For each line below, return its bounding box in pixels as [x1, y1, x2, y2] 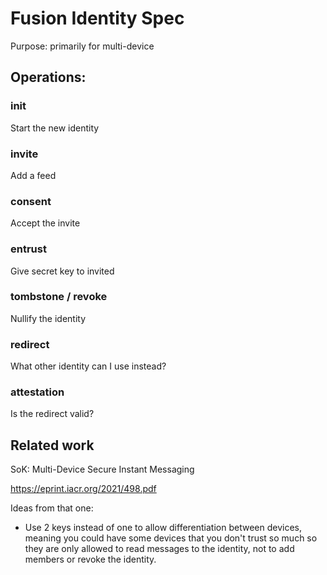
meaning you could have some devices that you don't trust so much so [24, 532, 318, 544]
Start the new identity [10, 122, 100, 134]
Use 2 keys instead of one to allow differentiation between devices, [24, 522, 302, 534]
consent [10, 194, 52, 208]
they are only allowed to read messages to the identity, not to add [24, 543, 295, 555]
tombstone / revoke [10, 290, 108, 304]
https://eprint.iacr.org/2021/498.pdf [10, 483, 157, 495]
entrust [10, 242, 47, 256]
